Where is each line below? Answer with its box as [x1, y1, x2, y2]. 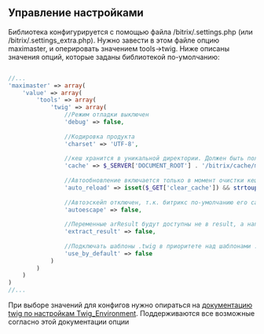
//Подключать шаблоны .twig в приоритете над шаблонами [64, 242, 251, 250]
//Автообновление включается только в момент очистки [64, 177, 244, 185]
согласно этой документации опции [8, 317, 130, 327]
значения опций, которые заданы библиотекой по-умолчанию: [8, 52, 220, 61]
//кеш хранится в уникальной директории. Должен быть [64, 155, 244, 163]
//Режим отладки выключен [64, 111, 149, 119]
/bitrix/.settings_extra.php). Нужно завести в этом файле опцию [8, 35, 220, 45]
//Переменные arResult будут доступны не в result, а [64, 220, 244, 229]
